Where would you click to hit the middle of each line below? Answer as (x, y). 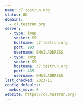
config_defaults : (23, 85)
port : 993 (24, 47)
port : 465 (24, 71)
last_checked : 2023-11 (29, 80)
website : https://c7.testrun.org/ (41, 94)
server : (13, 29)
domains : (14, 19)
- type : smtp (23, 57)
